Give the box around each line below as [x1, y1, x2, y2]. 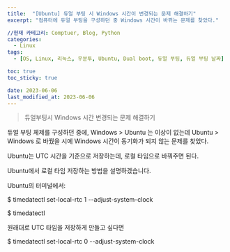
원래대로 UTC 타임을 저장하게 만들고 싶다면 [7, 223, 124, 232]
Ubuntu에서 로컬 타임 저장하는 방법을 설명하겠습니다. [7, 167, 151, 175]
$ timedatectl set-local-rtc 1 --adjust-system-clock [7, 195, 153, 204]
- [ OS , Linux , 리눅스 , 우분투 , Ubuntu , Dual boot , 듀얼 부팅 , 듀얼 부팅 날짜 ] [13, 55, 224, 63]
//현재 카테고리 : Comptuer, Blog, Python [7, 29, 121, 36]
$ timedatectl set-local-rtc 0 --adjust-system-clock [7, 237, 155, 246]
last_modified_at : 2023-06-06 [7, 94, 95, 101]
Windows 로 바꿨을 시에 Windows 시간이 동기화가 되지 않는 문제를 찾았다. [7, 137, 209, 145]
